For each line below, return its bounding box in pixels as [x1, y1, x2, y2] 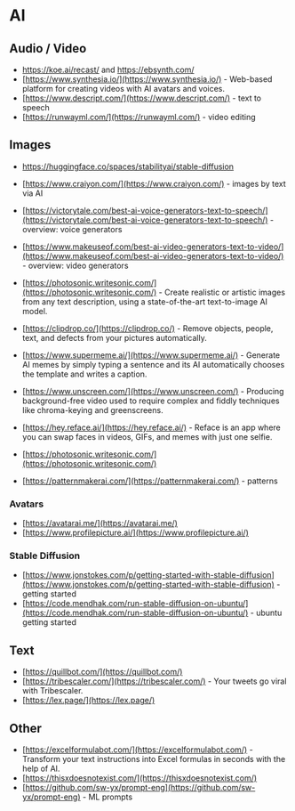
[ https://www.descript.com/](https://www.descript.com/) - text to [21, 93, 262, 103]
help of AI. [21, 763, 60, 775]
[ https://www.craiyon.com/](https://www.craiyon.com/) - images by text [21, 178, 286, 189]
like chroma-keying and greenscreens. [21, 404, 163, 415]
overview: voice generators [21, 223, 123, 234]
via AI [21, 188, 44, 199]
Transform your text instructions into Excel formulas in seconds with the [21, 754, 286, 765]
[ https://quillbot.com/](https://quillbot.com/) [21, 667, 183, 677]
